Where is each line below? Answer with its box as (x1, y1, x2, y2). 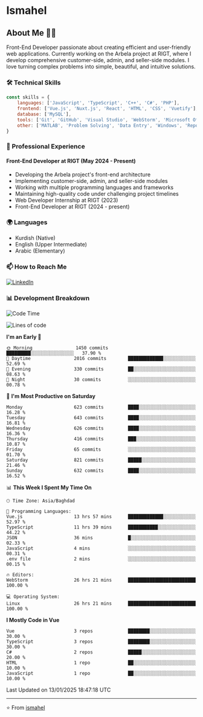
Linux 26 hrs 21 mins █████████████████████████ (6, 600, 196, 607)
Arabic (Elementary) (14, 247, 65, 254)
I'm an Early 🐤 (6, 333, 42, 341)
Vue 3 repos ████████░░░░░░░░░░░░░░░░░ (6, 628, 196, 634)
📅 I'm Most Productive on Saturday (6, 393, 95, 400)
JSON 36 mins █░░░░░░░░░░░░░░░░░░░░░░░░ (6, 535, 196, 541)
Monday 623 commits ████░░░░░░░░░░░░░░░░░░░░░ (6, 404, 196, 411)
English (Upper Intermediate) (14, 240, 88, 248)
